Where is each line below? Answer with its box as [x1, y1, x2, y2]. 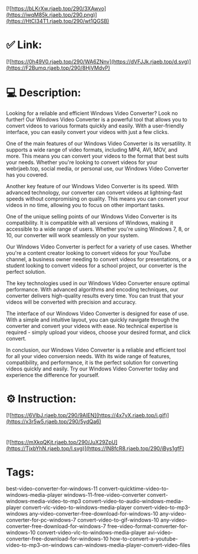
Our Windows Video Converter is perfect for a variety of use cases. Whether [6, 243, 192, 250]
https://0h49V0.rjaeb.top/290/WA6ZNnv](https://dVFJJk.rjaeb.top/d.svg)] [11, 58, 192, 65]
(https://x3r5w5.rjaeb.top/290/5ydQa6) [6, 418, 101, 425]
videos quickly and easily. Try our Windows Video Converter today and [6, 365, 179, 372]
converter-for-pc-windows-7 [6, 516, 77, 523]
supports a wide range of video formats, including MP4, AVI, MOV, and [6, 146, 178, 153]
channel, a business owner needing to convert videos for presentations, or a [6, 255, 192, 263]
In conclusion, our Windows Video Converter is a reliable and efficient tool [6, 346, 186, 353]
